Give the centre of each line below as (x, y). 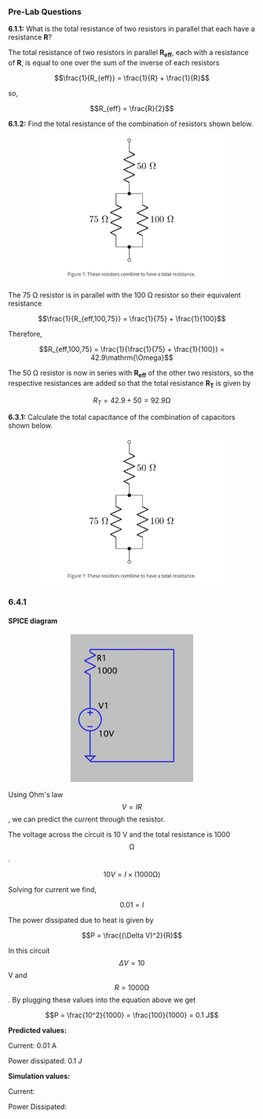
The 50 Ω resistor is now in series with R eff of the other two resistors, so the (131, 374)
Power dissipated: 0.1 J (45, 1061)
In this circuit (29, 950)
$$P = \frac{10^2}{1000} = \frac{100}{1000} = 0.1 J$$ (132, 1015)
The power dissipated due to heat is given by (81, 920)
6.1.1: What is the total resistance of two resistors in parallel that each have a (131, 29)
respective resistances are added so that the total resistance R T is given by (130, 384)
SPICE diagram (33, 621)
